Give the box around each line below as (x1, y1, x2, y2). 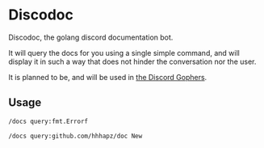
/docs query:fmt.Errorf (8, 117, 89, 125)
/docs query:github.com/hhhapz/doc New (8, 132, 143, 140)
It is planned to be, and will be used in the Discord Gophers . (8, 72, 207, 82)
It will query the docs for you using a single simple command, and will (8, 48, 240, 57)
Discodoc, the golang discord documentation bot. (8, 32, 174, 42)
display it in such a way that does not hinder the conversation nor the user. (8, 57, 257, 66)
